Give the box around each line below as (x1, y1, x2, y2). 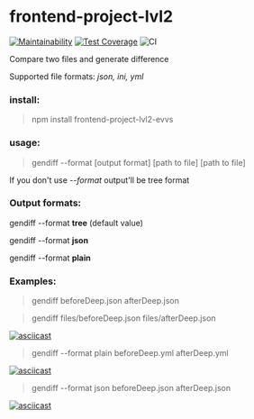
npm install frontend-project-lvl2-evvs (31, 114, 174, 125)
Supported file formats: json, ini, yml (9, 70, 144, 82)
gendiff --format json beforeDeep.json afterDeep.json (31, 383, 231, 394)
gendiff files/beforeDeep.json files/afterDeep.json (31, 313, 216, 323)
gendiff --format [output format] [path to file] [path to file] (31, 157, 246, 168)
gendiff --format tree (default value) (9, 217, 144, 228)
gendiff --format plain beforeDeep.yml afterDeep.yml (31, 348, 229, 359)
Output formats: (9, 196, 82, 209)
